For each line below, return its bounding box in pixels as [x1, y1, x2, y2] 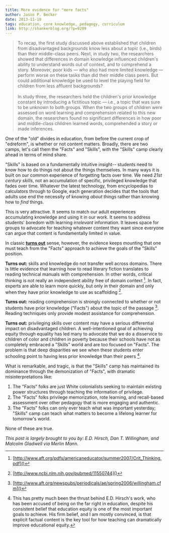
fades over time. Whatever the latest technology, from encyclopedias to [5, 183, 153, 189]
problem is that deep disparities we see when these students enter [5, 347, 143, 353]
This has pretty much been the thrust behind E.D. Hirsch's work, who [12, 495, 156, 501]
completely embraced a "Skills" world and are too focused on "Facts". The [5, 342, 159, 348]
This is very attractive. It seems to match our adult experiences [5, 209, 136, 215]
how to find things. [5, 199, 44, 205]
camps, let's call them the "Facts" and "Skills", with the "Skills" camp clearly [5, 146, 163, 152]
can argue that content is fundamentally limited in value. [5, 230, 122, 236]
